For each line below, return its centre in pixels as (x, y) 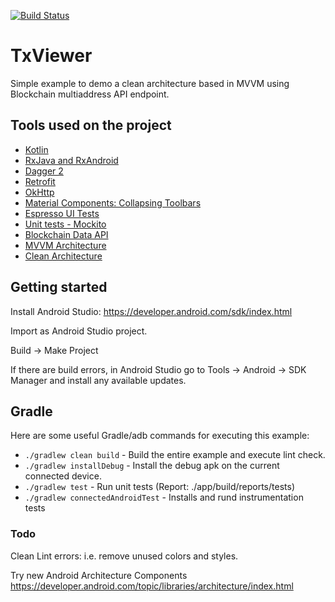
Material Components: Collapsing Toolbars (113, 202)
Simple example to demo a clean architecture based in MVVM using (150, 83)
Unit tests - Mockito (65, 224)
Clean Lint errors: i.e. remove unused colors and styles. (124, 556)
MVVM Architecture (65, 245)
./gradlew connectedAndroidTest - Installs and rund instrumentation (164, 497)
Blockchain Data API (66, 234)
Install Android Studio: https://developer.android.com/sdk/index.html (151, 311)
